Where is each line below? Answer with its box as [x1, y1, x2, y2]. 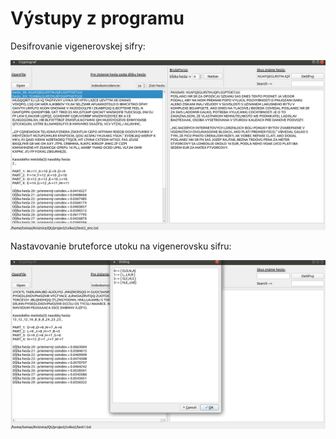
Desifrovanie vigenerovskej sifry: [10, 40, 146, 52]
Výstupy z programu [10, 7, 185, 30]
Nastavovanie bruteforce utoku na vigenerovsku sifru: [10, 240, 232, 252]
